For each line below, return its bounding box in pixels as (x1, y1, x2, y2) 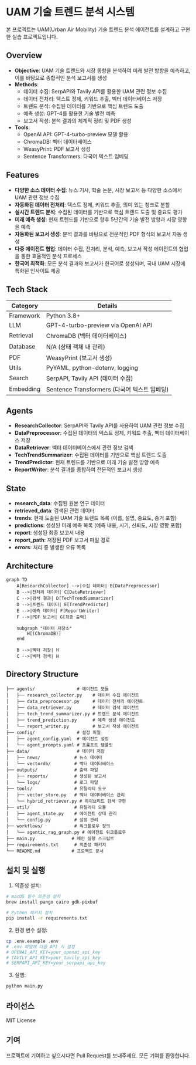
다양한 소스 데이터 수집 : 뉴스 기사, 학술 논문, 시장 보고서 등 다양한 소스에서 (14, 186, 183, 194)
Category (11, 302, 39, 310)
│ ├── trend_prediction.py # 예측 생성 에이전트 (6, 717, 136, 723)
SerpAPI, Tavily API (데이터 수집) (46, 374, 133, 383)
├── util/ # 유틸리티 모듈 (6, 804, 106, 810)
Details (97, 302, 118, 310)
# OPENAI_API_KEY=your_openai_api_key (6, 949, 101, 955)
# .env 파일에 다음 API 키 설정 (6, 944, 75, 949)
